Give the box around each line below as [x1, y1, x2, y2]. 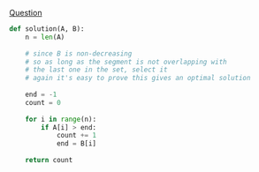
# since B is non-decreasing [25, 49, 133, 58]
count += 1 [56, 131, 97, 140]
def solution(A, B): [9, 25, 86, 34]
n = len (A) [25, 33, 65, 41]
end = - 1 [25, 90, 57, 99]
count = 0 [25, 98, 62, 107]
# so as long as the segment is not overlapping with [25, 57, 227, 66]
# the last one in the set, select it [25, 65, 168, 74]
